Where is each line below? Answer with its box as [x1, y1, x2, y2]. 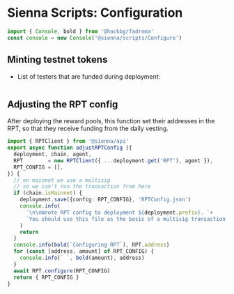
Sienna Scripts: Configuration [7, 5, 183, 21]
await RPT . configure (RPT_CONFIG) [13, 267, 111, 274]
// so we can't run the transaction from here [13, 183, 151, 190]
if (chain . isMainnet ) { [13, 189, 82, 196]
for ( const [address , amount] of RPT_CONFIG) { [13, 248, 155, 255]
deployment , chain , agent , [13, 151, 92, 158]
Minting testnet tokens [7, 54, 108, 65]
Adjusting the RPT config [7, 98, 118, 110]
